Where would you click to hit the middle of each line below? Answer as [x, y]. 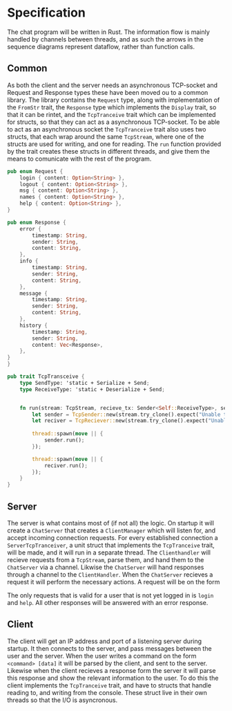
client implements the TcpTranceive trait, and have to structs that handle [109, 685]
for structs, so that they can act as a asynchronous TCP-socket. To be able [114, 122]
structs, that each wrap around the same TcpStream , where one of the [106, 136]
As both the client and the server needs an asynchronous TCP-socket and [113, 85]
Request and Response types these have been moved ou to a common [108, 92]
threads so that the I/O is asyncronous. [62, 700]
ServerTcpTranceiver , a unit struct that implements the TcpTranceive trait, [111, 545]
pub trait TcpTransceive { [46, 377]
